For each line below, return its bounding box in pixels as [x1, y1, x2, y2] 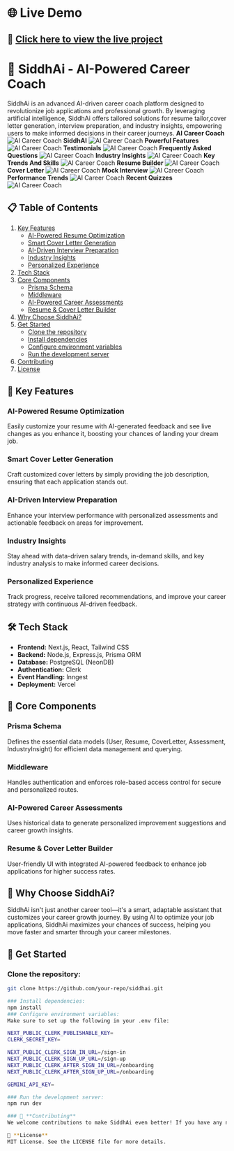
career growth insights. [7, 826, 74, 834]
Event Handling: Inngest [17, 673, 88, 681]
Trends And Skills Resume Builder [7, 159, 164, 167]
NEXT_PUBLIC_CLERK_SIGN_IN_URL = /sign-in [7, 1049, 127, 1056]
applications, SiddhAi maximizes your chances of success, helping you [7, 920, 211, 929]
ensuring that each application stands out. [7, 477, 129, 486]
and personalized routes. [7, 786, 79, 794]
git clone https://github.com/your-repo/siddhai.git [7, 985, 164, 992]
